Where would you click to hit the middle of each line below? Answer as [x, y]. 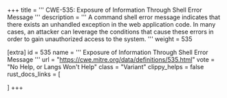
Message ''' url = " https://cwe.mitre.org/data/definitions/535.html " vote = [111, 60]
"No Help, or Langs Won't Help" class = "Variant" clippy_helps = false [106, 67]
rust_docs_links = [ [34, 74]
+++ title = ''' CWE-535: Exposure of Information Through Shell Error [105, 10]
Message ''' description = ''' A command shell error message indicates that [114, 17]
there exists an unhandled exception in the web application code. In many [111, 24]
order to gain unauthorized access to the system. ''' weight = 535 [100, 39]
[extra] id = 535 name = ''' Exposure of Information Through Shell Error [108, 52]
